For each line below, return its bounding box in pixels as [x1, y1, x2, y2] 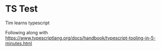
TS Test [5, 3, 38, 15]
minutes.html [5, 40, 32, 46]
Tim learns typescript [5, 20, 50, 26]
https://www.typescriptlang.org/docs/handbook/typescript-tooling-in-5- [5, 35, 156, 41]
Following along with [5, 29, 48, 35]
